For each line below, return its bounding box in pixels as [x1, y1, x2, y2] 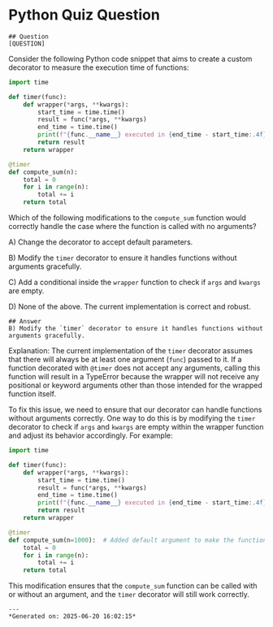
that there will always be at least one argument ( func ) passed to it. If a [8, 355, 242, 365]
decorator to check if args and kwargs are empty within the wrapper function [8, 422, 264, 432]
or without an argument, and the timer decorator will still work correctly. [8, 590, 249, 599]
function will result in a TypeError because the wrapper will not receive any [8, 372, 260, 382]
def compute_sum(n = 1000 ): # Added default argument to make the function [8, 536, 267, 544]
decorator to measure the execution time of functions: [8, 63, 189, 72]
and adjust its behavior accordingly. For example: [8, 430, 173, 440]
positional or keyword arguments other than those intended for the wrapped [8, 380, 262, 391]
